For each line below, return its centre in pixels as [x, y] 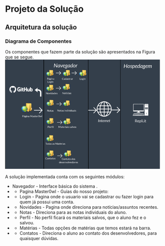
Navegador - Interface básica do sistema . [55, 186]
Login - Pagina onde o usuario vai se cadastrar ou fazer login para [86, 197]
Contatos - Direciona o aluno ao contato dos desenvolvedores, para [88, 233]
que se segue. [20, 57]
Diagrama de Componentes [39, 41]
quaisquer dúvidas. [39, 239]
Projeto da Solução [44, 9]
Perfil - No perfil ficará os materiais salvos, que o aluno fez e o [83, 218]
